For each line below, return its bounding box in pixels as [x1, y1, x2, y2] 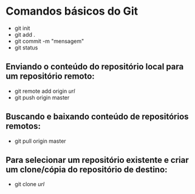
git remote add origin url [14, 87, 75, 95]
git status [14, 44, 38, 51]
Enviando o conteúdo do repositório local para [5, 62, 184, 72]
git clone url [14, 181, 45, 188]
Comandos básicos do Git [5, 4, 138, 18]
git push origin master [14, 93, 70, 101]
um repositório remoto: [5, 71, 95, 82]
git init [14, 24, 30, 32]
